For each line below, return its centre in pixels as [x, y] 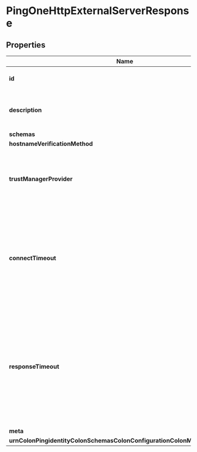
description [26, 110]
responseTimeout [34, 366]
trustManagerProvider [41, 179]
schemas [22, 134]
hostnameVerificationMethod [51, 144]
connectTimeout [33, 258]
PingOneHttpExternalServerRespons [98, 11]
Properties [26, 45]
